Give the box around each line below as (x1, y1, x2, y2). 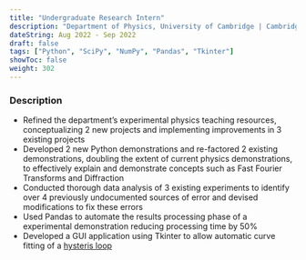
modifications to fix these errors (22, 202, 144, 213)
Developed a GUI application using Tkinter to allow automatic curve (22, 231, 276, 242)
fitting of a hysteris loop (22, 240, 112, 251)
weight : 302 (9, 65, 55, 74)
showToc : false (9, 55, 67, 65)
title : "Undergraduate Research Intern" (9, 13, 166, 23)
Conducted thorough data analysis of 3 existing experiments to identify (22, 183, 290, 194)
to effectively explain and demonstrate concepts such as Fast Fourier (22, 163, 282, 174)
